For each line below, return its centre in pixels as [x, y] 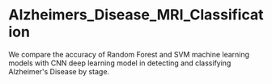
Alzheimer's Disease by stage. [59, 71]
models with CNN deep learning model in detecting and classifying [120, 63]
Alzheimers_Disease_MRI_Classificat [136, 15]
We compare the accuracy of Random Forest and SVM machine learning [129, 54]
